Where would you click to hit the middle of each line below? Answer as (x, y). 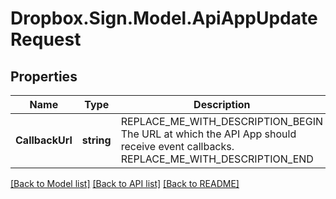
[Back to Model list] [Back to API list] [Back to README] (125, 183)
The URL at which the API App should (208, 134)
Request (46, 39)
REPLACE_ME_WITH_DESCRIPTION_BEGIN (222, 121)
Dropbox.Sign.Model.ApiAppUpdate (164, 18)
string (96, 140)
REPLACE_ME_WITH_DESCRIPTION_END (217, 159)
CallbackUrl (44, 140)
